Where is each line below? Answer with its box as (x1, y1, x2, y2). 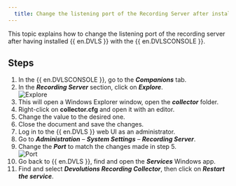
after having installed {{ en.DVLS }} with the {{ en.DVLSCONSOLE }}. (8, 36, 206, 45)
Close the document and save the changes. (18, 120, 144, 129)
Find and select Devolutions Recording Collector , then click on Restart (18, 165, 225, 173)
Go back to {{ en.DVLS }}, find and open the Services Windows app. (18, 157, 216, 166)
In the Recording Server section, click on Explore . (18, 83, 163, 92)
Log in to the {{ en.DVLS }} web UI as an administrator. (18, 127, 176, 136)
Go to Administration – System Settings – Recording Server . (18, 135, 196, 143)
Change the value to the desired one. (18, 113, 125, 121)
